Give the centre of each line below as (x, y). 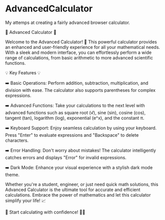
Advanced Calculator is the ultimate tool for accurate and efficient (73, 190)
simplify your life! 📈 (26, 201)
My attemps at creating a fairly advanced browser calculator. (68, 22)
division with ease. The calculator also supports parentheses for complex (81, 90)
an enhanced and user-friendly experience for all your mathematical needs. (83, 47)
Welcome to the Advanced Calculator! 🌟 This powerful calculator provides (81, 42)
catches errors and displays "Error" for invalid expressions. (66, 157)
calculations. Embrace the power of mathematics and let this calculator (78, 195)
